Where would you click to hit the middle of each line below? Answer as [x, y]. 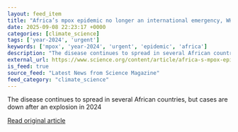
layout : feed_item [34, 14]
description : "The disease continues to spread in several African [109, 54]
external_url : [28, 60]
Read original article [36, 121]
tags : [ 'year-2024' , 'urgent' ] [53, 40]
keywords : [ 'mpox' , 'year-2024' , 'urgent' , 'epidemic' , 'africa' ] [107, 47]
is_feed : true [28, 66]
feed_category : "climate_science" [58, 79]
